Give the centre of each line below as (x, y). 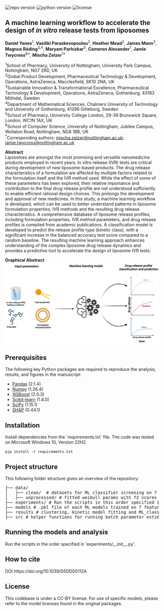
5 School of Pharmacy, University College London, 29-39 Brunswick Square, (81, 115)
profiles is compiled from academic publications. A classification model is (79, 225)
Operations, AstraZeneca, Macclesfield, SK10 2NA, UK (60, 82)
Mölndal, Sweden (22, 98)
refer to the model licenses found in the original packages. (64, 603)
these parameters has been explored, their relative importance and (72, 183)
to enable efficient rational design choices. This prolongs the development (80, 194)
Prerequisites (26, 358)
